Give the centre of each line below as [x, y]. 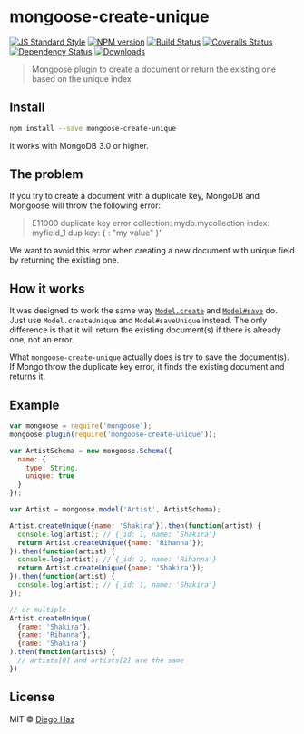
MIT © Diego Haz [42, 719]
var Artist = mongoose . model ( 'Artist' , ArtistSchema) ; [115, 510]
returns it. [28, 377]
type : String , [52, 468]
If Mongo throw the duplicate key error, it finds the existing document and [147, 367]
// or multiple [38, 610]
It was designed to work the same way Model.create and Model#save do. [144, 311]
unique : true [50, 476]
